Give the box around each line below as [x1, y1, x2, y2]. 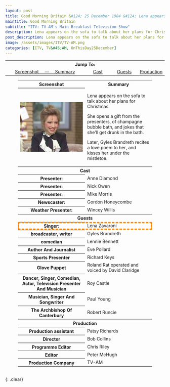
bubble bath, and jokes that [87, 124, 144, 130]
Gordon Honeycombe [87, 199, 132, 205]
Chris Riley [87, 343, 110, 350]
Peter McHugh [87, 352, 117, 358]
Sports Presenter [33, 254, 70, 261]
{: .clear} [5, 376, 24, 382]
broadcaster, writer [30, 231, 72, 237]
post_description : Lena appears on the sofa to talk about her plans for [5, 35, 164, 40]
